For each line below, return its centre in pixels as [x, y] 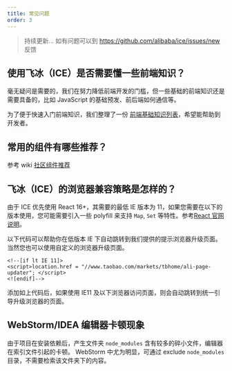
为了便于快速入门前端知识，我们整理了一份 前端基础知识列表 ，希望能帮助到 [114, 114]
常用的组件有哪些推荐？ [57, 147]
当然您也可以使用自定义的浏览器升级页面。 [68, 247]
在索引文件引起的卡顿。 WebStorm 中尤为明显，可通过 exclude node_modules [116, 352]
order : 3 [20, 20]
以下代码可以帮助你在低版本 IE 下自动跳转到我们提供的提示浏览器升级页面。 [115, 239]
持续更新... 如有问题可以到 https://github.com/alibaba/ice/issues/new [122, 40]
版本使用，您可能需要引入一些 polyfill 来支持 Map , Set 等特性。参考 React [109, 215]
